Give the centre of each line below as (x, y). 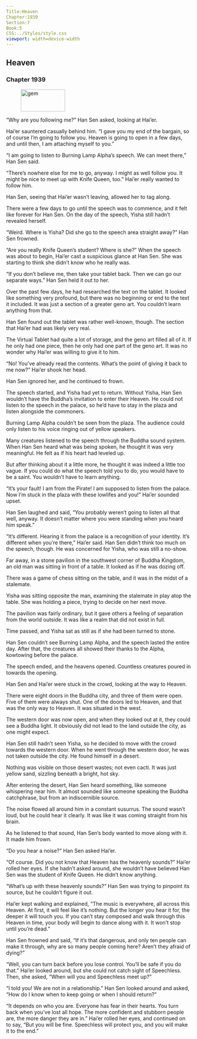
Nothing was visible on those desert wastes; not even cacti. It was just (91, 767)
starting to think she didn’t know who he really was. (69, 262)
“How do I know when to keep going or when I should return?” (81, 994)
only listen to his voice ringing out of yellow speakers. (71, 429)
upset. (14, 501)
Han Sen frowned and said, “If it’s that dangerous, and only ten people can (96, 940)
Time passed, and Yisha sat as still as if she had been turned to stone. (91, 631)
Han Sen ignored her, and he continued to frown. (65, 381)
